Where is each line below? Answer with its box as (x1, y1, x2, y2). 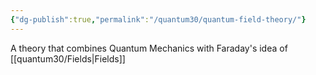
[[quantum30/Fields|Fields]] (10, 52, 126, 65)
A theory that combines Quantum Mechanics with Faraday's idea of (10, 42, 288, 54)
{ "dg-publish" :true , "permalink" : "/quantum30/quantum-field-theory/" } (10, 14, 307, 25)
